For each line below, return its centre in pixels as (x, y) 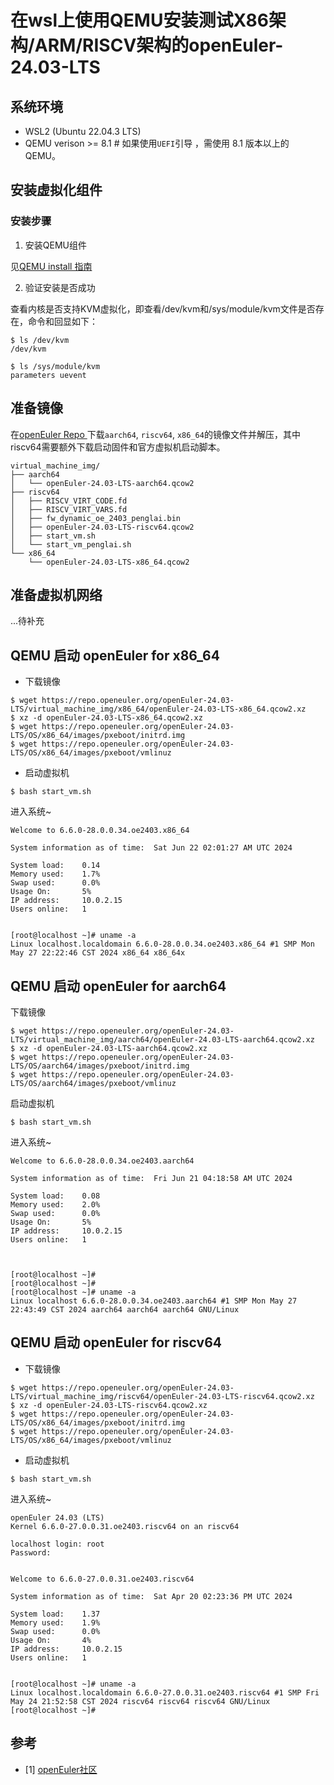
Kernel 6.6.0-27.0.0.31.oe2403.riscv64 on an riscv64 (125, 1526)
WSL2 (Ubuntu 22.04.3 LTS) (83, 131)
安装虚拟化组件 (56, 190)
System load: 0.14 (55, 866)
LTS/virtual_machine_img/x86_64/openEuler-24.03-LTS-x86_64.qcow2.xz (158, 709)
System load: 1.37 (55, 1614)
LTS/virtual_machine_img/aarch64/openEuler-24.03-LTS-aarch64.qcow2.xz (162, 1039)
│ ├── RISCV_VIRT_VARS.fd (69, 509)
